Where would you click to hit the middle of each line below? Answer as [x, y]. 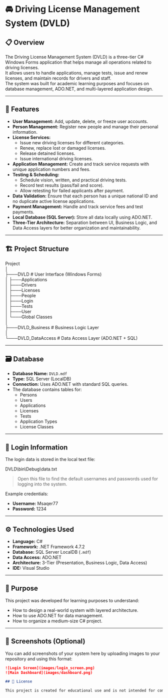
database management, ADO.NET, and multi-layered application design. [79, 89]
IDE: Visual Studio [31, 568]
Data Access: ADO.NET [37, 557]
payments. [23, 212]
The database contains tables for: [47, 390]
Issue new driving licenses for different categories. [72, 142]
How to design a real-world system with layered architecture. [75, 610]
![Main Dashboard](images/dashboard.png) [49, 672]
